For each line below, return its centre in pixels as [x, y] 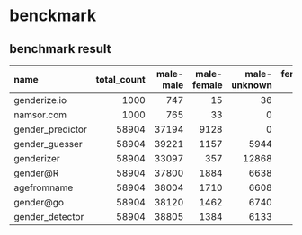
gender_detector [49, 217]
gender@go [39, 202]
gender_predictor [50, 129]
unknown [252, 85]
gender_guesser [48, 144]
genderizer [37, 158]
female [207, 85]
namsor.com [40, 115]
